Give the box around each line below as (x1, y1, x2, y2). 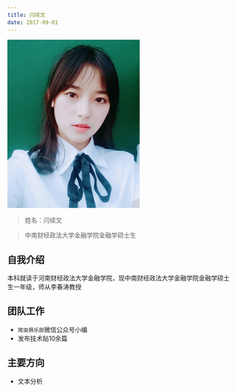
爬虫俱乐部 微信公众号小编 (17, 325, 88, 333)
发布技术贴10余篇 (17, 334, 68, 343)
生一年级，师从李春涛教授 (7, 283, 82, 291)
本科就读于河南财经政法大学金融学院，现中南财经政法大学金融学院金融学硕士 (7, 273, 230, 282)
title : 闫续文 (7, 11, 46, 18)
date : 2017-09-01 (7, 18, 59, 26)
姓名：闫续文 (24, 216, 62, 225)
